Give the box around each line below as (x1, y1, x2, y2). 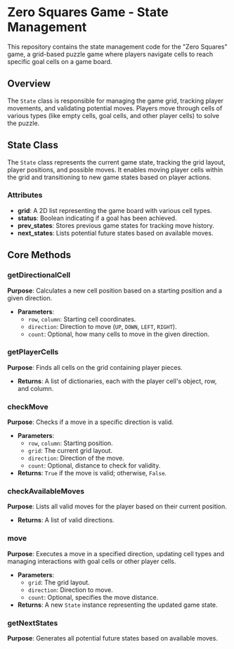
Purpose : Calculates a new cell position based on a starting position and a (7, 286, 223, 295)
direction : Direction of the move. (27, 454, 124, 463)
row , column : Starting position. (27, 439, 114, 447)
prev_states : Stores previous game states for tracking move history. (17, 221, 214, 229)
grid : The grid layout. (27, 578, 90, 586)
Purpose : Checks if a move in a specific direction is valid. (7, 418, 174, 426)
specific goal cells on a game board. (7, 57, 112, 65)
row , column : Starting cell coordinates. (27, 314, 136, 323)
